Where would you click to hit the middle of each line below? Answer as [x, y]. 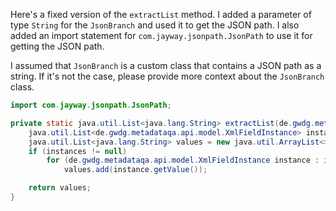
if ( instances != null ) [78, 151]
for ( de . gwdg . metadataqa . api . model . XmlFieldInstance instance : [183, 160]
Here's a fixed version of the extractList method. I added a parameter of [161, 14]
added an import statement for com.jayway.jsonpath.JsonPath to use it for [161, 35]
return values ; [60, 188]
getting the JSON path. [57, 46]
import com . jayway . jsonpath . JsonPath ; [91, 105]
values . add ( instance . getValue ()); [135, 170]
